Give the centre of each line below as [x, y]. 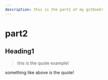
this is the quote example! [43, 63]
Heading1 [20, 51]
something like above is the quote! [40, 72]
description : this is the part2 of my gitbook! [54, 9]
